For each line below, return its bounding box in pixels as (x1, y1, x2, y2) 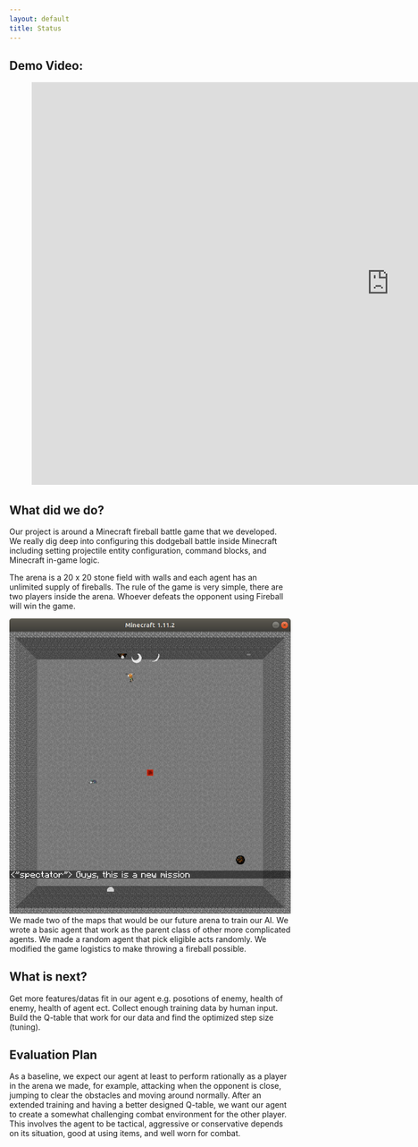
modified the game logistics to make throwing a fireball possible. (9, 943, 247, 954)
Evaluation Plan (9, 1047, 98, 1062)
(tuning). (9, 1021, 41, 1032)
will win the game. (9, 600, 76, 612)
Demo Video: (9, 58, 83, 73)
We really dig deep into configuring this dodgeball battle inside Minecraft (9, 536, 278, 547)
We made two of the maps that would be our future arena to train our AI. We (9, 914, 288, 925)
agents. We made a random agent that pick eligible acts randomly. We (9, 933, 267, 944)
